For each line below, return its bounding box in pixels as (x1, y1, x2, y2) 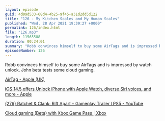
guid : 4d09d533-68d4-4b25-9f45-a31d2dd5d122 (5, 12, 98, 17)
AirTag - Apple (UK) (5, 76, 45, 82)
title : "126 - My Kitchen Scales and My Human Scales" (5, 16, 120, 21)
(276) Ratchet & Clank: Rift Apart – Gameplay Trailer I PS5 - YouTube (5, 100, 143, 106)
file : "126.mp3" (5, 30, 38, 35)
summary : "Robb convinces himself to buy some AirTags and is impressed (5, 44, 157, 48)
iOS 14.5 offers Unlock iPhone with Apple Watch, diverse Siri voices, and (5, 86, 152, 92)
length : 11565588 (5, 35, 41, 40)
